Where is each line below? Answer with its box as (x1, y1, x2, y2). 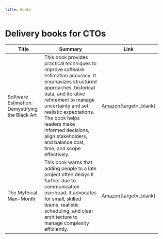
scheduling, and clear (44, 207, 94, 214)
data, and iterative (44, 90, 86, 97)
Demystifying (7, 105, 38, 112)
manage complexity (44, 220, 89, 226)
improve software (44, 66, 84, 73)
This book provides (44, 54, 88, 61)
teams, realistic (44, 201, 79, 208)
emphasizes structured (44, 78, 97, 85)
